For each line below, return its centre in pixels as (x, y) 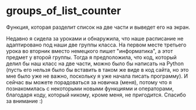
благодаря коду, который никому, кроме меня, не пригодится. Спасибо (96, 95)
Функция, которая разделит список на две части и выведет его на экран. (98, 27)
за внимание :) (24, 101)
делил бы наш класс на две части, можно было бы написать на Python (95, 64)
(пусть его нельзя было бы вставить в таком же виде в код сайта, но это (97, 69)
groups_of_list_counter (64, 11)
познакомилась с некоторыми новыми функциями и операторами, (90, 88)
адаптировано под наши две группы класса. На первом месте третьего (96, 45)
